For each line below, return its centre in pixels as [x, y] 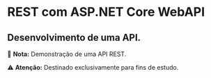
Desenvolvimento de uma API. [74, 38]
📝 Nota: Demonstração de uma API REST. [67, 54]
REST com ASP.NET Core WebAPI [106, 12]
